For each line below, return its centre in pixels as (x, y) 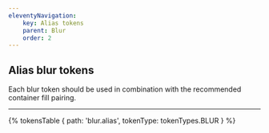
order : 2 (37, 38)
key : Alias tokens (53, 23)
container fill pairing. (42, 98)
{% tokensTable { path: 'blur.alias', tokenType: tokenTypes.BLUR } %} (122, 121)
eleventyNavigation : (43, 16)
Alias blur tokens (51, 70)
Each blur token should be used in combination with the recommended (125, 89)
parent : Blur (44, 30)
